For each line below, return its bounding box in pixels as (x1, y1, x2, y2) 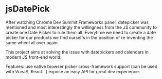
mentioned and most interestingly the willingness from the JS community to (5, 24, 157, 30)
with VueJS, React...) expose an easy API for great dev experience (5, 68, 139, 74)
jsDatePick (5, 3, 50, 14)
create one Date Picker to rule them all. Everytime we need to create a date (5, 29, 156, 35)
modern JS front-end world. (5, 54, 62, 60)
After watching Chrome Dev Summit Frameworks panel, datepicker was (5, 19, 149, 25)
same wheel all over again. (5, 39, 59, 45)
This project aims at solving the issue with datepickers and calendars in (5, 49, 149, 55)
